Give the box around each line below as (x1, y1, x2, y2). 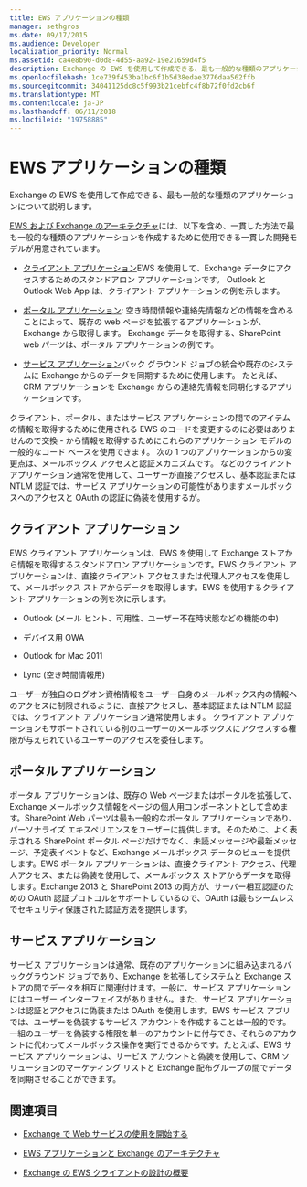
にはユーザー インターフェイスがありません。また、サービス (9, 993, 235, 1004)
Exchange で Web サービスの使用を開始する (22, 1129, 189, 1139)
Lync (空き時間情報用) (22, 669, 106, 680)
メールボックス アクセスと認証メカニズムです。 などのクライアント (40, 458, 292, 469)
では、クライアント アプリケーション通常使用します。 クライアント (9, 711, 261, 722)
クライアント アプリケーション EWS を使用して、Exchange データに (22, 262, 276, 274)
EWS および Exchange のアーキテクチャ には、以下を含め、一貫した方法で (9, 220, 287, 231)
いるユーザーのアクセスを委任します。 (65, 734, 208, 745)
